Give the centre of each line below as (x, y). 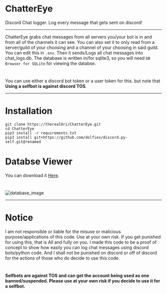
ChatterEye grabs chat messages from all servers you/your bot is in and (79, 37)
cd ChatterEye (20, 129)
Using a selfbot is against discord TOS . (46, 86)
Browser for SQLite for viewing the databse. (51, 63)
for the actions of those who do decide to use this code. (63, 258)
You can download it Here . (32, 175)
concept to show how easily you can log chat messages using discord (77, 248)
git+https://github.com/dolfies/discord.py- (81, 138)
